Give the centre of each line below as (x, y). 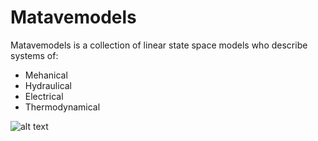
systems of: (34, 55)
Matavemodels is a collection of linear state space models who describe (159, 45)
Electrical (44, 96)
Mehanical (46, 75)
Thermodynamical (62, 107)
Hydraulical (48, 85)
